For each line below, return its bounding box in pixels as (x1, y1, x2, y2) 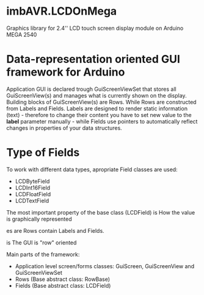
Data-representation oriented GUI (6, 52, 180, 66)
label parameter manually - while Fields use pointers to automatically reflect (6, 118, 198, 125)
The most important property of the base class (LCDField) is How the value (6, 208, 195, 216)
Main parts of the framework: (6, 251, 80, 258)
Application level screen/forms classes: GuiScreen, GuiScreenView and (15, 262, 194, 269)
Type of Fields (6, 146, 80, 160)
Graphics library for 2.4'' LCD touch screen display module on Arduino (6, 24, 184, 32)
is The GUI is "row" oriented (6, 239, 77, 246)
